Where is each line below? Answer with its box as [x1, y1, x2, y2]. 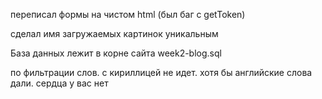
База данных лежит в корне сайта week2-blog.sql [10, 47, 222, 59]
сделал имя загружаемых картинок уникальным [10, 28, 219, 39]
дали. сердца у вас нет [10, 77, 109, 89]
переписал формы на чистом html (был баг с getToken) [10, 9, 246, 20]
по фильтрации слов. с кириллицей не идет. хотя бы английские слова [10, 67, 313, 78]
